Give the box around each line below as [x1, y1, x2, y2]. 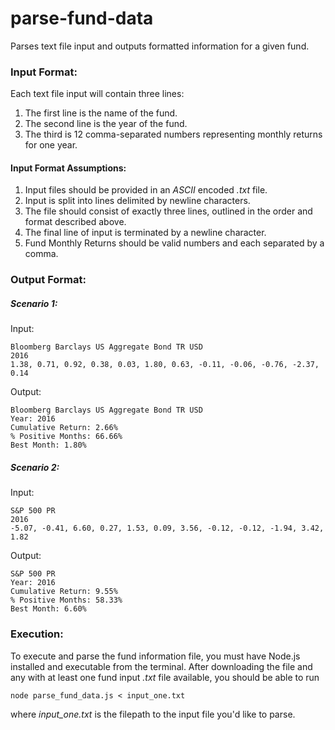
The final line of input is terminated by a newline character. [24, 227, 267, 239]
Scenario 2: [10, 461, 60, 473]
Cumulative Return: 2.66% [10, 423, 118, 433]
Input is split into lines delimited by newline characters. [24, 195, 251, 207]
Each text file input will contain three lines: [10, 88, 185, 100]
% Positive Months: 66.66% [10, 432, 123, 442]
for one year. [24, 139, 78, 151]
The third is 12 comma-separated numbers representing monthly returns [24, 128, 323, 141]
